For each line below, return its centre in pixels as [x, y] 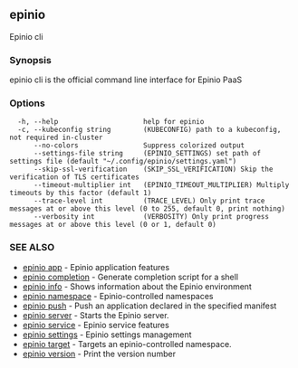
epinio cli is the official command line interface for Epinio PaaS [126, 80]
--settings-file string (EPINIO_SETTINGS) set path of [147, 154]
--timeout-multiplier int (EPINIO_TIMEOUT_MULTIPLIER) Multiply [161, 185]
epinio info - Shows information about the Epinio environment [137, 286]
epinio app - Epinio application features [96, 267]
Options [27, 103]
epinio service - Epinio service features [96, 325]
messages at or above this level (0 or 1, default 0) [113, 225]
